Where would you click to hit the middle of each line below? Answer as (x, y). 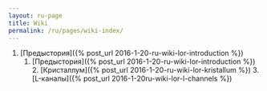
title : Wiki (28, 23)
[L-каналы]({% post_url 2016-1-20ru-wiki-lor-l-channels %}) (132, 79)
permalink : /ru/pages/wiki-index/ (66, 30)
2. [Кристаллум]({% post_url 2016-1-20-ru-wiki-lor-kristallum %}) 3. (145, 70)
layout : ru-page (35, 16)
